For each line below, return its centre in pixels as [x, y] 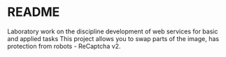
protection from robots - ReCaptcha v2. [64, 46]
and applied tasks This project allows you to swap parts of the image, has [113, 38]
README [34, 12]
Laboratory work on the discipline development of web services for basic [113, 31]
